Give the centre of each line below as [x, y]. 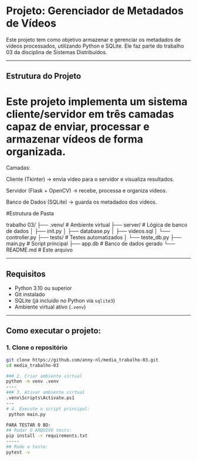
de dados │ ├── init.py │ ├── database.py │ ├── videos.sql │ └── [88, 231]
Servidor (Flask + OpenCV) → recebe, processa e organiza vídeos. [86, 191]
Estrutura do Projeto [44, 76]
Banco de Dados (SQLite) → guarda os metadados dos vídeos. [81, 202]
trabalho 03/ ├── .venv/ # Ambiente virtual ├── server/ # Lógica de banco [97, 225]
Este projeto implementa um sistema [97, 102]
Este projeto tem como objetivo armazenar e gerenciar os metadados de [94, 39]
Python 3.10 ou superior [43, 288]
